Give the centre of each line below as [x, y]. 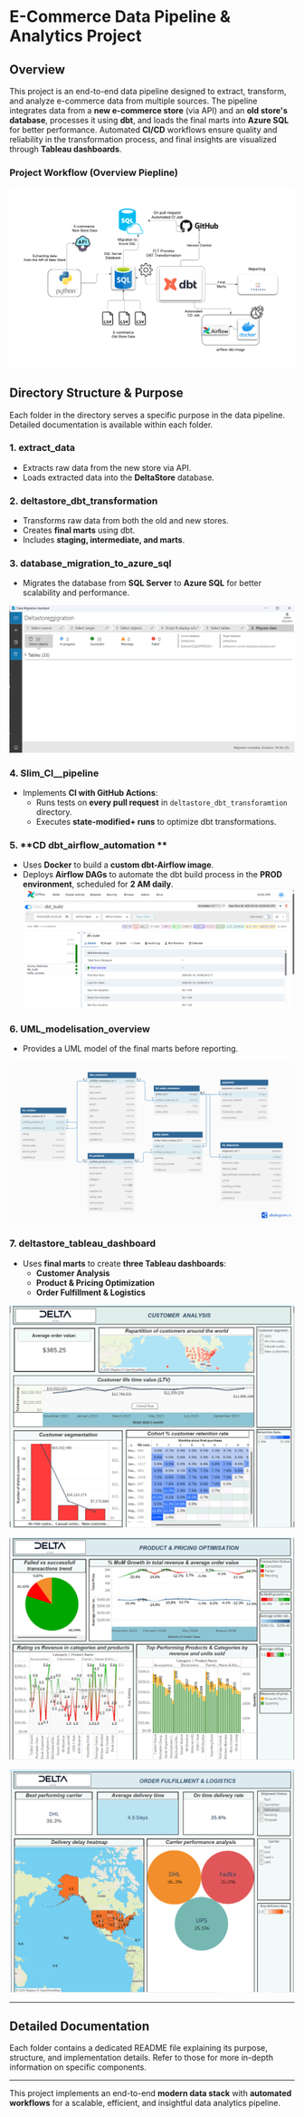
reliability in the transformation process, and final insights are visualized [143, 139]
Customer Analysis [73, 1273]
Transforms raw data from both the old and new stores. [125, 521]
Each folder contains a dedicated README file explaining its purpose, [139, 2048]
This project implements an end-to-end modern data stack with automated [151, 2093]
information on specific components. [78, 2067]
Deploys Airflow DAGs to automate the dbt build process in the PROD [152, 875]
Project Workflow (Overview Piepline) [94, 172]
